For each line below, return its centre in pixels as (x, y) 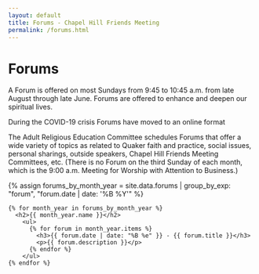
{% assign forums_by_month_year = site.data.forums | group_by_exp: (120, 186)
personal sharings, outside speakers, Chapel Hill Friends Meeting (113, 154)
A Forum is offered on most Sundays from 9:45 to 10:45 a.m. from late (121, 90)
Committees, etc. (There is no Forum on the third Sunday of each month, (126, 162)
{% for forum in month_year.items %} (91, 229)
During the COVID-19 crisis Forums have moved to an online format (117, 122)
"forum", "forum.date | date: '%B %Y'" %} (76, 194)
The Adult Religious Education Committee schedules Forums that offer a (125, 137)
